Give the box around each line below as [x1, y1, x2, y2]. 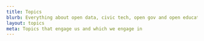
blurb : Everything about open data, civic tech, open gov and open [6, 14, 181, 20]
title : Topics [6, 8, 42, 15]
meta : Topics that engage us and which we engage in [6, 25, 143, 32]
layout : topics [6, 20, 45, 26]
